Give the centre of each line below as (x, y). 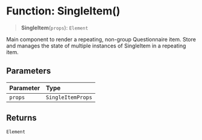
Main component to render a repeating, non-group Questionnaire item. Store (101, 39)
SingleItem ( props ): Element (55, 28)
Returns (22, 118)
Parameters (29, 71)
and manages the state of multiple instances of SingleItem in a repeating (96, 46)
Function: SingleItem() (63, 11)
